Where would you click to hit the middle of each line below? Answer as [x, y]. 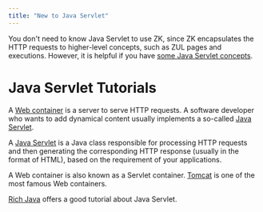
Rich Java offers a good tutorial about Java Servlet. [93, 199]
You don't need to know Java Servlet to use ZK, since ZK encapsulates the [131, 38]
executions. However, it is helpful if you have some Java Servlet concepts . [131, 55]
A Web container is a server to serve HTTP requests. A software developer [131, 110]
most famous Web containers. [58, 183]
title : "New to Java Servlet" [59, 16]
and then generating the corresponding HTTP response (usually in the [124, 151]
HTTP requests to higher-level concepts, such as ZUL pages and [115, 47]
